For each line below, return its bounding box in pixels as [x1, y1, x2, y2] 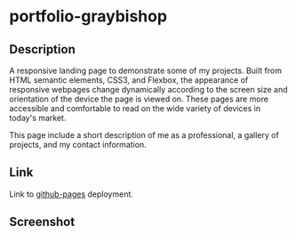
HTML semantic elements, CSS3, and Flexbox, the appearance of [9, 75, 249, 85]
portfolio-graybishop [9, 6, 167, 27]
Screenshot [9, 215, 76, 230]
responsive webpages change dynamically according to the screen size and [9, 85, 288, 94]
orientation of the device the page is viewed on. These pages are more [9, 93, 269, 104]
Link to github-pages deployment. [9, 189, 133, 199]
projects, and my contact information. [9, 140, 147, 150]
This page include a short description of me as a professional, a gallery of [9, 130, 280, 140]
